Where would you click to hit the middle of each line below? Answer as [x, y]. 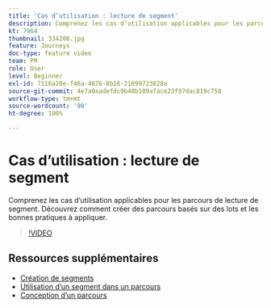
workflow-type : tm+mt [45, 99]
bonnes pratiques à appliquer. [58, 217]
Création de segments [57, 278]
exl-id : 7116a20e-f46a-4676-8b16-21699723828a [88, 83]
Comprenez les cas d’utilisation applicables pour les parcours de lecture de [133, 200]
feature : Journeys [39, 46]
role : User [27, 69]
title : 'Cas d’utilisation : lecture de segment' [94, 16]
